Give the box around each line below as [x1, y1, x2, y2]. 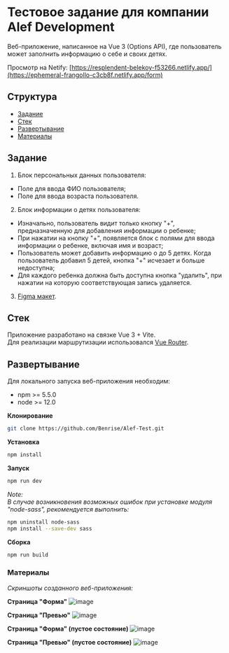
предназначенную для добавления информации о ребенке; [17, 226, 196, 234]
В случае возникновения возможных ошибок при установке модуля [7, 498, 212, 506]
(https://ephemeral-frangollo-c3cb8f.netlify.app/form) [7, 71, 163, 79]
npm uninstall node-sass [7, 519, 80, 526]
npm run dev [7, 477, 42, 484]
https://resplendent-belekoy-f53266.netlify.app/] [71, 63, 212, 71]
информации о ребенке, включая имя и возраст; [17, 241, 163, 249]
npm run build [7, 551, 49, 559]
